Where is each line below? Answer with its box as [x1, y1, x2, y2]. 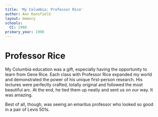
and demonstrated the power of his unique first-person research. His [5, 76, 143, 82]
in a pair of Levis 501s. [5, 106, 50, 112]
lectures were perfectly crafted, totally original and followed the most [5, 82, 143, 88]
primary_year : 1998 [5, 29, 45, 34]
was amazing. [5, 92, 33, 98]
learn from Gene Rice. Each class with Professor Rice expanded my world [5, 71, 152, 77]
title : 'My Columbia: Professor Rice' [5, 7, 83, 12]
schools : [5, 20, 23, 26]
